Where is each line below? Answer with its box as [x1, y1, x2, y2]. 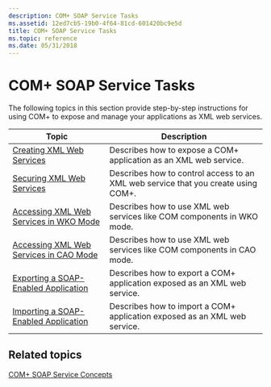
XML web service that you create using [109, 178, 258, 189]
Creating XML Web [12, 144, 85, 156]
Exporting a [12, 273, 56, 284]
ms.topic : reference [8, 34, 78, 43]
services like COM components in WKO [109, 211, 258, 223]
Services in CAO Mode [12, 249, 98, 260]
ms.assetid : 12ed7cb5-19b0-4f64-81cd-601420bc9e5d [8, 19, 182, 27]
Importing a [12, 306, 56, 317]
